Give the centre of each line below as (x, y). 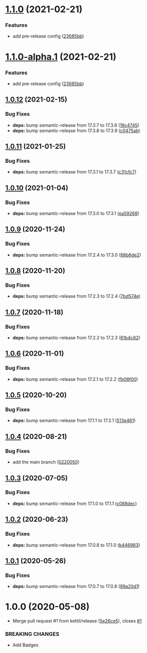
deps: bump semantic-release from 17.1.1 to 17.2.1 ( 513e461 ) (74, 421)
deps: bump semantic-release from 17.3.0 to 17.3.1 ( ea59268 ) (76, 214)
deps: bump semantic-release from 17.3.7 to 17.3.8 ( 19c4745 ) (76, 125)
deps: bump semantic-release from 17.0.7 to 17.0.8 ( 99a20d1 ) (76, 587)
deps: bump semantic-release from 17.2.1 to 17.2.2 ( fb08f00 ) (75, 379)
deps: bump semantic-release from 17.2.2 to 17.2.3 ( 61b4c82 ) (76, 338)
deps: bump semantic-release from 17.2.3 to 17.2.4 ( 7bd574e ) (76, 296)
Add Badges (26, 645)
